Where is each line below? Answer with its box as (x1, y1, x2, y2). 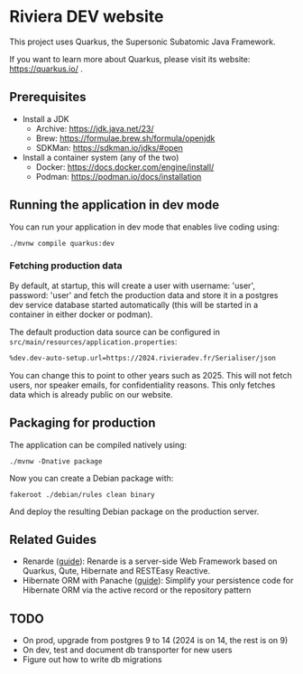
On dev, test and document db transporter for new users (22, 644, 233, 656)
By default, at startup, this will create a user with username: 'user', (9, 280, 255, 291)
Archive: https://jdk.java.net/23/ (35, 123, 154, 134)
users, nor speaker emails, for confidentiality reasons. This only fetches (9, 379, 276, 390)
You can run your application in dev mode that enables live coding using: (9, 221, 280, 232)
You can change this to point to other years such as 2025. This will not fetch (9, 370, 292, 380)
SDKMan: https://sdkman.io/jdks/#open (35, 142, 183, 153)
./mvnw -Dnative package (9, 456, 103, 466)
